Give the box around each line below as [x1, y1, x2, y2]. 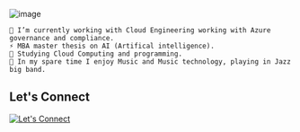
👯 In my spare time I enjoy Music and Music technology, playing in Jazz [9, 57, 292, 66]
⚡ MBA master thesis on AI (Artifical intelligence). [9, 41, 216, 50]
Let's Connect [9, 90, 90, 105]
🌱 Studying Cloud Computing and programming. [9, 49, 182, 58]
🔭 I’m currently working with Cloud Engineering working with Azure [9, 26, 271, 35]
